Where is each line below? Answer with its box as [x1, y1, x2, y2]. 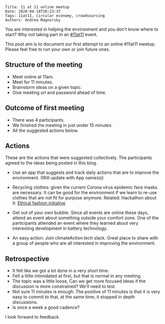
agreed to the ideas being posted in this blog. [5, 160, 98, 166]
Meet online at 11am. [12, 74, 54, 80]
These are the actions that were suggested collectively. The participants [5, 155, 152, 161]
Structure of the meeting [5, 61, 83, 69]
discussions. [12, 299, 38, 305]
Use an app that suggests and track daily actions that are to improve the [12, 169, 160, 175]
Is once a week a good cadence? [12, 304, 80, 311]
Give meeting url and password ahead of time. [12, 89, 107, 95]
